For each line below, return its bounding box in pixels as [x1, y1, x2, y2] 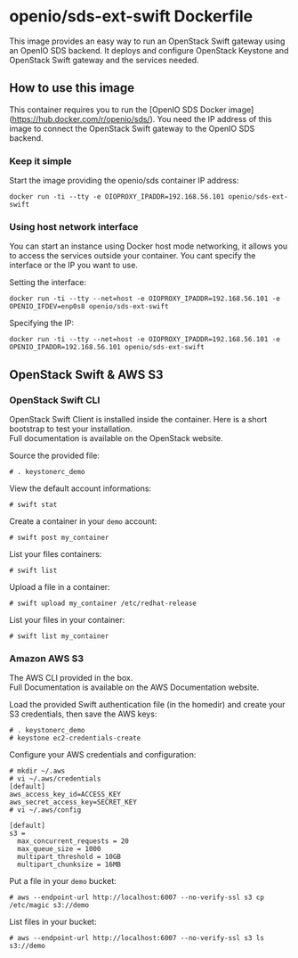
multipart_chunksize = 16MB [17, 860, 122, 870]
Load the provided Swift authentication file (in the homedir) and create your [9, 700, 286, 710]
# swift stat [9, 501, 58, 510]
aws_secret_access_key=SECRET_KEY [9, 798, 138, 807]
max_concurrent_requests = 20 [17, 837, 129, 846]
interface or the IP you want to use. [9, 260, 138, 271]
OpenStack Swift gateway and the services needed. [9, 54, 199, 65]
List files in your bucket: [9, 916, 97, 928]
